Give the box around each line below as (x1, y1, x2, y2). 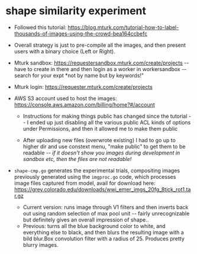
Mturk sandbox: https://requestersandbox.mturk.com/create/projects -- (14, 59, 189, 66)
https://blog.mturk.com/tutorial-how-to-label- (67, 24, 179, 31)
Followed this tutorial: (14, 24, 67, 31)
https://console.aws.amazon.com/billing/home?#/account (14, 101, 155, 108)
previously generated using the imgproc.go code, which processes (14, 173, 176, 180)
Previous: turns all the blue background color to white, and (22, 222, 166, 229)
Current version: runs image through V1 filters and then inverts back (22, 203, 189, 211)
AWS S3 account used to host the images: (14, 95, 117, 102)
